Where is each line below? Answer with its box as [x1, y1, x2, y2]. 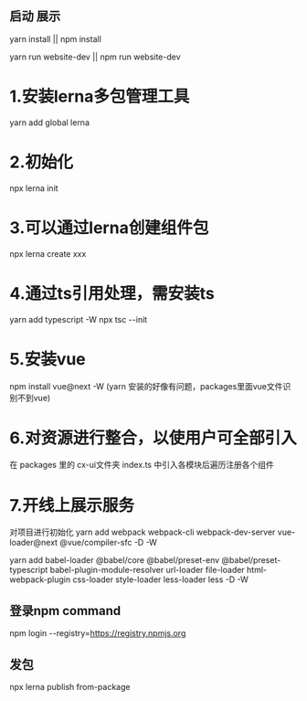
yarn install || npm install [9, 33, 102, 44]
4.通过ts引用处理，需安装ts [9, 282, 215, 303]
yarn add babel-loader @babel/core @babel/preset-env [9, 555, 220, 566]
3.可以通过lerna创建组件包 [9, 218, 209, 238]
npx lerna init [9, 182, 58, 194]
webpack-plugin [9, 574, 71, 585]
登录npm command [9, 602, 122, 619]
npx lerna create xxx [9, 248, 87, 259]
